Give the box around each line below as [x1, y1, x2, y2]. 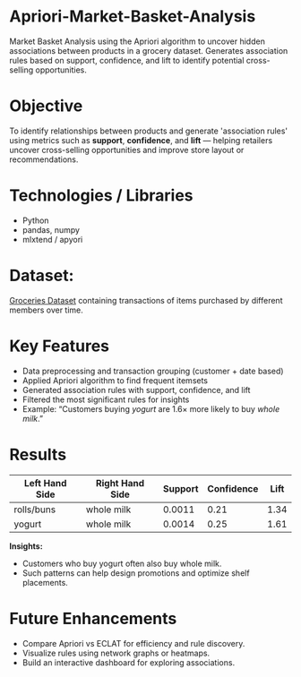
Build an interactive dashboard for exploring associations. [21, 656, 236, 668]
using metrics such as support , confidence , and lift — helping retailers [9, 134, 273, 145]
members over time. [9, 304, 83, 315]
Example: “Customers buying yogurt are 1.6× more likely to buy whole [21, 403, 280, 414]
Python [21, 215, 49, 226]
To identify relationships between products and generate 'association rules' [9, 125, 288, 136]
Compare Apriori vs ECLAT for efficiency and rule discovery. [21, 638, 245, 648]
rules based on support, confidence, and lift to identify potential [9, 55, 245, 65]
